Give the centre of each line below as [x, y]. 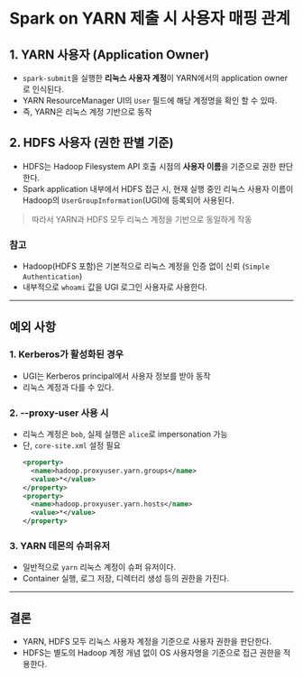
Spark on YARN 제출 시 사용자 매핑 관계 [150, 18]
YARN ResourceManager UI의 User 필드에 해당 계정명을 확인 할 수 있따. [150, 101]
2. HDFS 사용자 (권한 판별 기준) [92, 143]
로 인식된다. [43, 89]
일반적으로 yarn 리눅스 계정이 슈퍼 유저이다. [99, 567]
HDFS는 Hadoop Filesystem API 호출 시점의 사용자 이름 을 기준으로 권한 [149, 166]
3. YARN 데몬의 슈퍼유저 [60, 546]
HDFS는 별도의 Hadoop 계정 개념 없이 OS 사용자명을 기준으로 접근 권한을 [151, 653]
